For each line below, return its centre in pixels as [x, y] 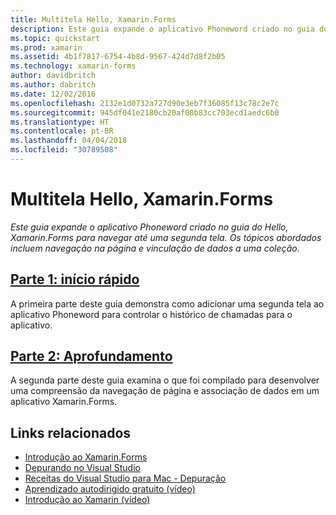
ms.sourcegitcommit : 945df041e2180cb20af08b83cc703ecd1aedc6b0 [145, 112]
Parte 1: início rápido [75, 279]
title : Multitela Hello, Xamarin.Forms [93, 19]
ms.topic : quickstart [55, 38]
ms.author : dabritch [53, 85]
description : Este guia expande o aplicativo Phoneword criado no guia [162, 29]
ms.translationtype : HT [60, 122]
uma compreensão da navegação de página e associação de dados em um [165, 391]
